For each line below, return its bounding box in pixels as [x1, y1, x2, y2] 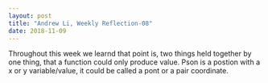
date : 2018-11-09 [8, 27, 67, 35]
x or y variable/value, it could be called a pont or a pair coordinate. [8, 66, 229, 76]
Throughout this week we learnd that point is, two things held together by [8, 49, 252, 59]
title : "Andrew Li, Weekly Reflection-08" [8, 19, 153, 27]
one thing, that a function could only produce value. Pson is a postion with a [8, 57, 260, 67]
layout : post [8, 11, 52, 20]
